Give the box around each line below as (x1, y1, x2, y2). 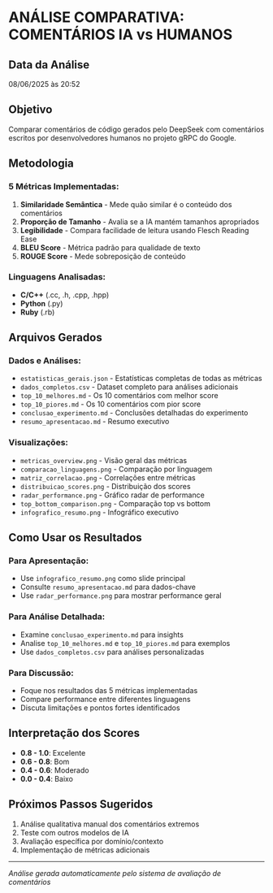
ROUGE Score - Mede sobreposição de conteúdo (19, 251, 186, 261)
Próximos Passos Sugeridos (8, 797, 154, 812)
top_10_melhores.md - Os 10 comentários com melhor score (19, 391, 219, 401)
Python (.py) (19, 298, 63, 308)
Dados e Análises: (8, 355, 81, 366)
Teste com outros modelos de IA (19, 827, 130, 837)
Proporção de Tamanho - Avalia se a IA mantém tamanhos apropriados (19, 216, 260, 227)
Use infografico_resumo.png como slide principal (19, 574, 185, 583)
